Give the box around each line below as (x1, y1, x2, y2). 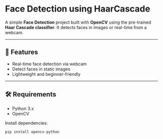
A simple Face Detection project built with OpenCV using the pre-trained (5, 19, 151, 25)
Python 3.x (12, 105, 34, 111)
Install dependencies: (5, 120, 48, 126)
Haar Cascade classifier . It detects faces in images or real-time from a (5, 24, 147, 30)
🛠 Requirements (5, 90, 57, 98)
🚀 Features (5, 48, 38, 56)
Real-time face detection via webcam (12, 61, 87, 67)
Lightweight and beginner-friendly (12, 71, 81, 77)
